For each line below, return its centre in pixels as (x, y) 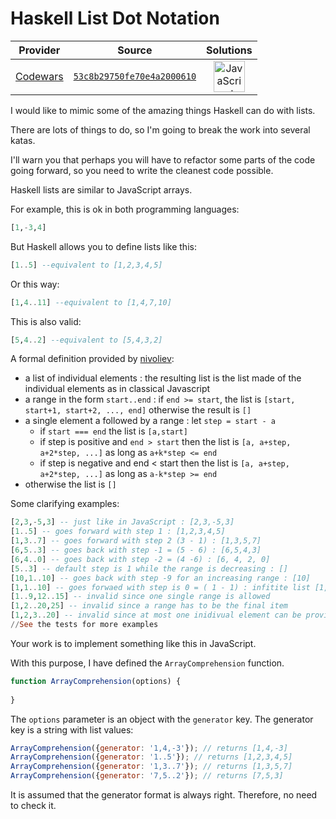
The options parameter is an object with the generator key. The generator (162, 719)
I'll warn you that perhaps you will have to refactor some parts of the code (163, 159)
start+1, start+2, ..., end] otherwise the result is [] (138, 410)
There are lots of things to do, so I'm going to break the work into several (160, 129)
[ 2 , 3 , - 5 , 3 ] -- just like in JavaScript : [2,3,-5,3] (122, 522)
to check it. (33, 806)
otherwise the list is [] (70, 484)
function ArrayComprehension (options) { (96, 681)
